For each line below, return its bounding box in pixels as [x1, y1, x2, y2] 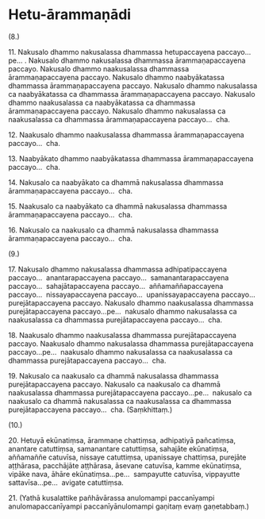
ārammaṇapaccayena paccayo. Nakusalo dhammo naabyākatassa [8, 72, 225, 82]
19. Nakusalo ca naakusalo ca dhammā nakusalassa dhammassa [8, 371, 220, 380]
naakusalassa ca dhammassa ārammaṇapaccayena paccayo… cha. [8, 114, 230, 124]
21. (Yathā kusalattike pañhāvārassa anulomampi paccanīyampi [8, 493, 215, 502]
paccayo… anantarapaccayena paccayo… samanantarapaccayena [8, 272, 229, 283]
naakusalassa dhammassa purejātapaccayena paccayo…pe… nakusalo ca [8, 387, 252, 398]
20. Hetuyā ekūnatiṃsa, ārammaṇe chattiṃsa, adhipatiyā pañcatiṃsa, [8, 435, 236, 445]
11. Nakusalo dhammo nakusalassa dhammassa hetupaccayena [8, 47, 216, 56]
